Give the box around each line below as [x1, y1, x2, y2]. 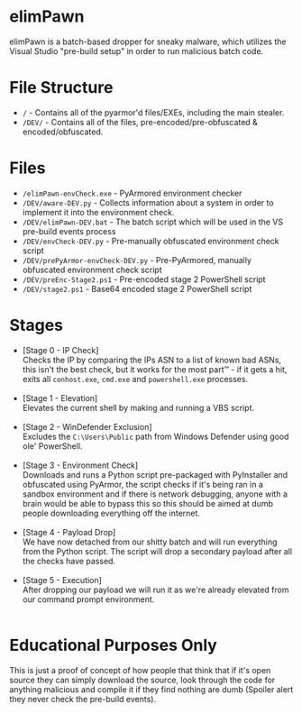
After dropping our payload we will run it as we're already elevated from [22, 584, 289, 595]
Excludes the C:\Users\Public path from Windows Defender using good [22, 431, 289, 442]
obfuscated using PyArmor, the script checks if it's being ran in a [22, 479, 264, 489]
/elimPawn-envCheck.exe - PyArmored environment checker [22, 187, 243, 198]
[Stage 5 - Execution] [22, 574, 102, 585]
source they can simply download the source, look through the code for [9, 674, 276, 685]
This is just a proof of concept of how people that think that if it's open [9, 664, 271, 675]
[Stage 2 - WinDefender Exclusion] [22, 421, 152, 432]
